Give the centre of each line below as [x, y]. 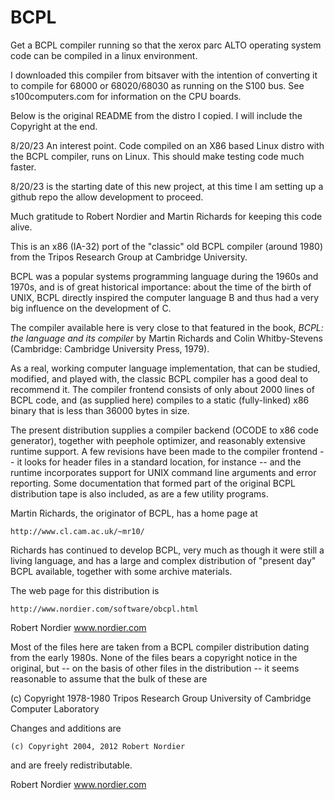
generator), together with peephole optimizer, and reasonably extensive [158, 440]
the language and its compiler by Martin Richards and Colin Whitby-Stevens [166, 338]
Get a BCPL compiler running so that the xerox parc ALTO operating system [166, 45]
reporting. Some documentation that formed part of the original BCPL [153, 483]
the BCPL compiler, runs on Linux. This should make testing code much [157, 156]
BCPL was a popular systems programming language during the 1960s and [164, 276]
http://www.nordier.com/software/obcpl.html [104, 609]
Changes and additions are [66, 728]
